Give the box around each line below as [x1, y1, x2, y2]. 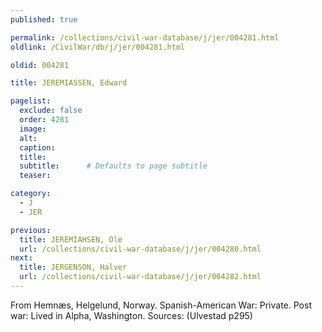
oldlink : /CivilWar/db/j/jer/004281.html [10, 42, 186, 52]
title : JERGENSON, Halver [19, 262, 128, 273]
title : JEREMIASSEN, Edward [10, 78, 128, 88]
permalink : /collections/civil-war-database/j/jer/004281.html [10, 32, 280, 43]
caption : [19, 142, 56, 153]
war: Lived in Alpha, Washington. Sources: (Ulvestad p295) [10, 309, 253, 321]
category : [10, 189, 52, 199]
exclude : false [19, 106, 83, 116]
